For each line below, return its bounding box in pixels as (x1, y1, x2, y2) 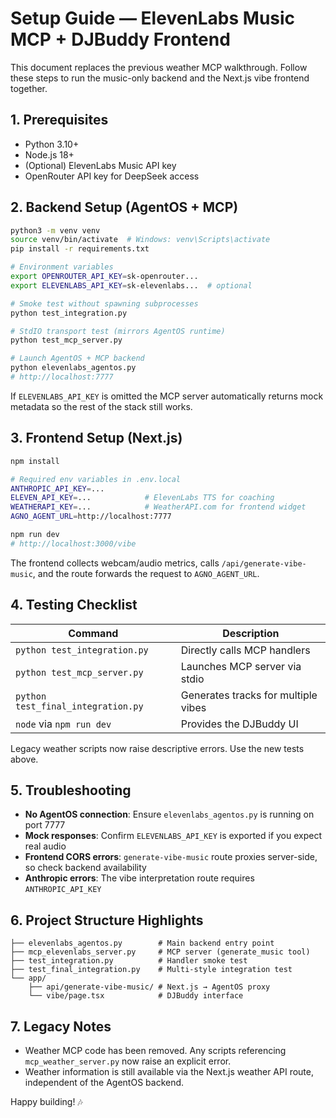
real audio (24, 840, 67, 852)
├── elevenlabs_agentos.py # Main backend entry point (10, 938, 275, 949)
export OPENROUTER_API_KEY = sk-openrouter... (10, 272, 199, 282)
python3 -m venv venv (10, 225, 101, 236)
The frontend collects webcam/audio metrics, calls (10, 557, 220, 569)
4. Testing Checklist (10, 597, 138, 614)
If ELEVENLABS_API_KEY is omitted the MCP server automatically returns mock (10, 390, 324, 402)
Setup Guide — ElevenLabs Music (10, 7, 296, 30)
